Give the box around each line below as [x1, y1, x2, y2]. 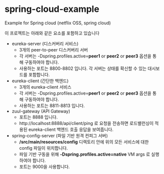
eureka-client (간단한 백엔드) [11, 78, 69, 84]
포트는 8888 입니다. [19, 114, 58, 120]
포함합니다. [28, 71, 50, 77]
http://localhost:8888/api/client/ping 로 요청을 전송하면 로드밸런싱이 [19, 120, 154, 126]
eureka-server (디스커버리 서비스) [11, 41, 79, 47]
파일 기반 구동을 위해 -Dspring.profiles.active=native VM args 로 [19, 151, 150, 157]
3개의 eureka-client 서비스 [19, 84, 72, 90]
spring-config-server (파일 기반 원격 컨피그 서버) [11, 132, 108, 138]
